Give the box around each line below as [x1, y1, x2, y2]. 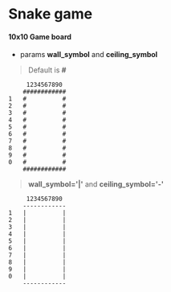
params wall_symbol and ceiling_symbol [19, 50, 158, 60]
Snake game [8, 5, 93, 23]
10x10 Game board [8, 31, 72, 41]
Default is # [27, 65, 67, 75]
